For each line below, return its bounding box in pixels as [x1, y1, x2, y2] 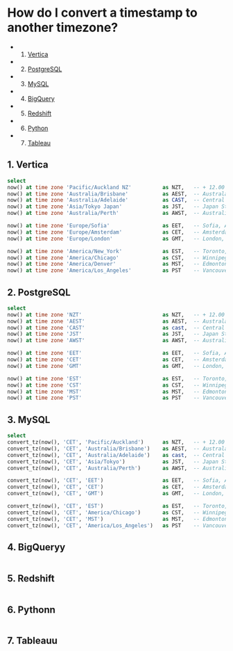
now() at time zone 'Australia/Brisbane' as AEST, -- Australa [7, 190, 228, 198]
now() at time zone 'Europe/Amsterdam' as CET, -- [7, 228, 200, 236]
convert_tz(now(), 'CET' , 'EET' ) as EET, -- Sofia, [7, 477, 222, 484]
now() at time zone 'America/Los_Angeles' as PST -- [7, 267, 200, 274]
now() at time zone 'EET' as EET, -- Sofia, [7, 350, 222, 357]
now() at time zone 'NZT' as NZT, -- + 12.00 [7, 311, 225, 318]
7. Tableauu [7, 635, 58, 647]
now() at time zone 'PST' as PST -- [7, 394, 200, 401]
